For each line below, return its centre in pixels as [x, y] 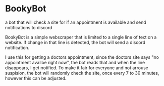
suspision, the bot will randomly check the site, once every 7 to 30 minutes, [82, 73]
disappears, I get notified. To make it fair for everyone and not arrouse [77, 68]
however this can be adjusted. [36, 78]
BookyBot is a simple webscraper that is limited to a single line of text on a [81, 37]
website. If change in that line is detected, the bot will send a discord [75, 42]
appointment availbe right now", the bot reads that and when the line [75, 62]
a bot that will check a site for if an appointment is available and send [76, 22]
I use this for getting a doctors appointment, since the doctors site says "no [82, 57]
